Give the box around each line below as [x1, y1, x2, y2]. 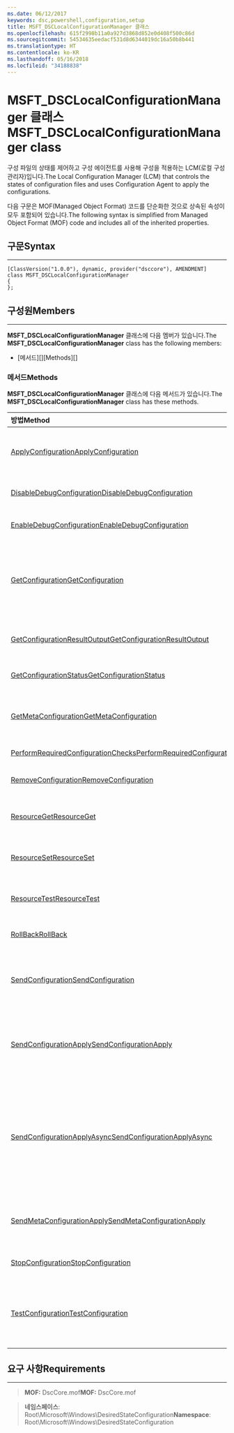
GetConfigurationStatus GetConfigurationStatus [10, 670, 166, 680]
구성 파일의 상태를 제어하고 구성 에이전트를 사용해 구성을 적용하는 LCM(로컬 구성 [7, 163, 225, 172]
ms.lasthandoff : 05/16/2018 [7, 56, 89, 63]
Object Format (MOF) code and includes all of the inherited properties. [7, 218, 210, 227]
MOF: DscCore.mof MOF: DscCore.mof [24, 1388, 136, 1397]
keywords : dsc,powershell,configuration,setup [7, 17, 145, 24]
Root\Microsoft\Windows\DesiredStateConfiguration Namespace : [24, 1411, 211, 1419]
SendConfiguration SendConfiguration [10, 975, 134, 985]
